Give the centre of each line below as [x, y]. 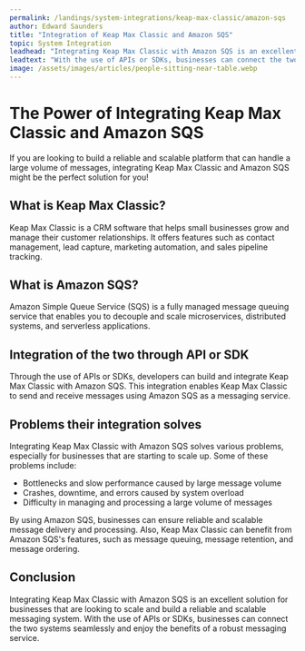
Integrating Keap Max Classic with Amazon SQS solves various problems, [147, 447]
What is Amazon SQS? [74, 286]
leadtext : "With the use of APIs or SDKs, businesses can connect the [146, 60]
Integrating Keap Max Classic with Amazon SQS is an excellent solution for [149, 599]
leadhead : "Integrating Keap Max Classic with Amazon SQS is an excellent [154, 52]
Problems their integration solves [106, 424]
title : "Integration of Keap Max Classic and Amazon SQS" [121, 35]
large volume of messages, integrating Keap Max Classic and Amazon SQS [149, 167]
